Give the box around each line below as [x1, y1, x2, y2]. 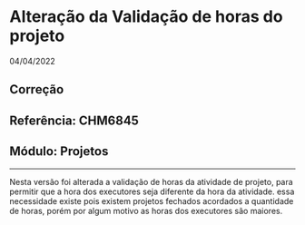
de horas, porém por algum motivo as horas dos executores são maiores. [9, 205, 283, 216]
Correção [9, 82, 64, 97]
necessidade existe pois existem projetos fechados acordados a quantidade [9, 195, 294, 206]
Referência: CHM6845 [9, 112, 139, 128]
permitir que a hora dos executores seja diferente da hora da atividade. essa [9, 186, 295, 197]
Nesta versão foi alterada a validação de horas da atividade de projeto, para [9, 176, 293, 187]
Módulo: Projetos [9, 143, 109, 160]
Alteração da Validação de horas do [9, 6, 283, 27]
